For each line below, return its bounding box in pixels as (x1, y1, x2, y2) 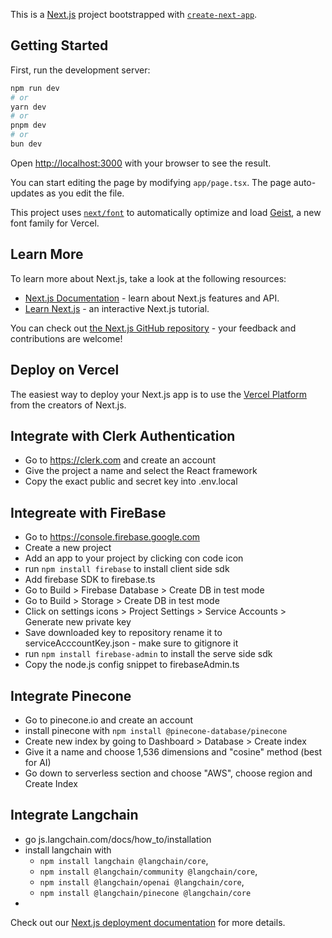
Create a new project (24, 542, 112, 554)
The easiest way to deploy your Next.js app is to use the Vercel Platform (10, 388, 308, 400)
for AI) (24, 757, 52, 768)
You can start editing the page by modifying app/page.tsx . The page (10, 176, 292, 188)
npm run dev (10, 83, 60, 93)
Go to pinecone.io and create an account (24, 714, 194, 726)
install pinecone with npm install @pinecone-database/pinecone (24, 725, 288, 736)
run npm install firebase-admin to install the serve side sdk (24, 648, 273, 660)
